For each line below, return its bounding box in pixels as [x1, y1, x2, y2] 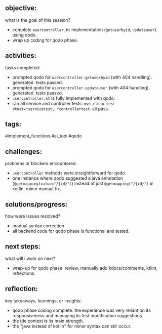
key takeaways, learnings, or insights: [5, 297, 82, 303]
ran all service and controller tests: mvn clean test [12, 100, 115, 106]
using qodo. [12, 32, 37, 38]
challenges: [5, 147, 42, 156]
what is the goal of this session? [5, 17, 71, 23]
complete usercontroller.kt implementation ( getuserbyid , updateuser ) [12, 27, 157, 33]
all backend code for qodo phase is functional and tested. [12, 228, 130, 234]
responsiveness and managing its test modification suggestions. [12, 312, 143, 318]
